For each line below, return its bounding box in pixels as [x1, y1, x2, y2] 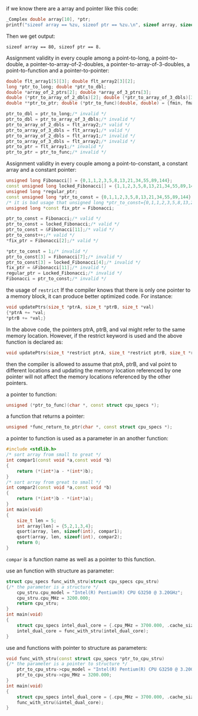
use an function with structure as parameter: [6, 567, 114, 574]
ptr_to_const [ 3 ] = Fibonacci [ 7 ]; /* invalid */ [6, 254, 123, 260]
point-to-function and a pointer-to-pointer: [6, 67, 110, 74]
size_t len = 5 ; [16, 518, 57, 524]
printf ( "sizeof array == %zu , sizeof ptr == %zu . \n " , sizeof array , [6, 22, 178, 28]
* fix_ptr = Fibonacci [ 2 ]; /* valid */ [6, 237, 99, 244]
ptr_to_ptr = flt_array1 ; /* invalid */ [6, 144, 104, 150]
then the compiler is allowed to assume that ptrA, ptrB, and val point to [6, 360, 177, 368]
